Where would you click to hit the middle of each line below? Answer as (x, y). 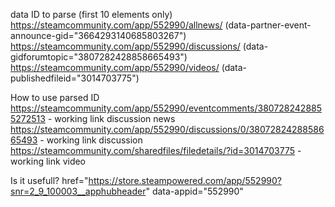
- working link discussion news (111, 118)
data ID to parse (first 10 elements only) (91, 14)
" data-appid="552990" (194, 191)
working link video (48, 161)
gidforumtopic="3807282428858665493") (99, 57)
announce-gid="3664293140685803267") (98, 35)
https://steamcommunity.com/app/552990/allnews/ (116, 25)
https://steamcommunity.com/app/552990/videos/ (115, 67)
